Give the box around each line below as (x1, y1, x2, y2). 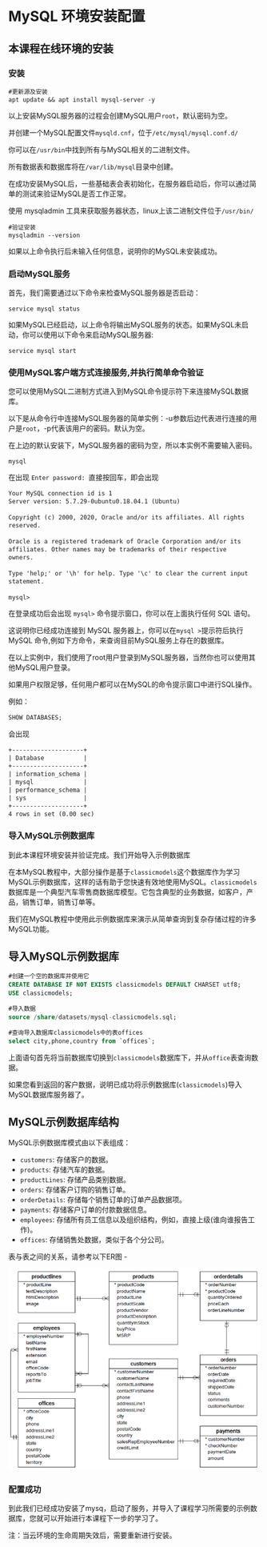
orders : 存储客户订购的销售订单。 (19, 1185, 130, 1195)
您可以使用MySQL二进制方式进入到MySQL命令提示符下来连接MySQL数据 (8, 387, 249, 396)
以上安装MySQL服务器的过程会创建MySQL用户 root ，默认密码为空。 (8, 110, 233, 120)
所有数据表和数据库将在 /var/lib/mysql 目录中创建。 (8, 162, 178, 171)
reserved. (8, 522, 42, 530)
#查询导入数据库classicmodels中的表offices (8, 1028, 144, 1036)
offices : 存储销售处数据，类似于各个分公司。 (19, 1235, 169, 1244)
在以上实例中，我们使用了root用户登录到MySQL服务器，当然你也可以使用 (8, 653, 249, 663)
